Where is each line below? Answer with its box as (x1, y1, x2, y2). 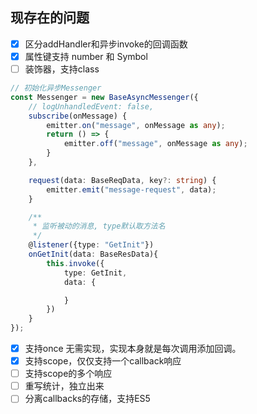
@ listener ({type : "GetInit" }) (28, 240, 155, 250)
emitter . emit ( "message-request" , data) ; (46, 184, 217, 195)
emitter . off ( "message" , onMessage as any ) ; (63, 139, 248, 149)
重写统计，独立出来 (24, 380, 105, 392)
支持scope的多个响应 (24, 368, 113, 380)
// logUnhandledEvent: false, (28, 101, 155, 112)
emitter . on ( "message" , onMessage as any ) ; (46, 120, 226, 130)
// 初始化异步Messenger (10, 83, 102, 93)
